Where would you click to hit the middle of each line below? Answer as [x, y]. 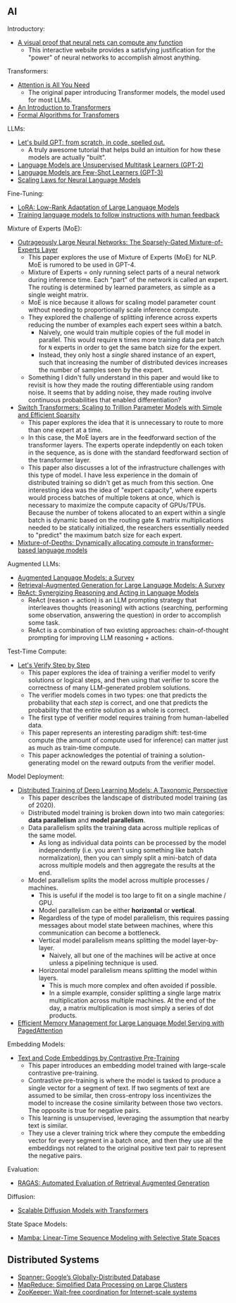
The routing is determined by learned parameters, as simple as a [122, 287]
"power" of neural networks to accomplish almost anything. [114, 57]
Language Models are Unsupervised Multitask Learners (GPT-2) [111, 165]
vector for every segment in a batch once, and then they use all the [125, 1140]
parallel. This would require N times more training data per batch [131, 339]
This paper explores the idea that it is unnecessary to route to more [126, 422]
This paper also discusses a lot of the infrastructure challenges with [126, 467]
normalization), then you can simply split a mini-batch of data [128, 858]
